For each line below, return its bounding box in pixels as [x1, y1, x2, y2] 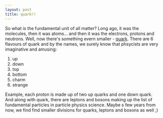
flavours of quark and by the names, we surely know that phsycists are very [5, 41, 159, 47]
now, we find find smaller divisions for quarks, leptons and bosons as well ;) [5, 107, 159, 113]
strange [12, 82, 28, 88]
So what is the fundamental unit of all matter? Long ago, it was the [5, 25, 139, 31]
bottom [12, 71, 27, 77]
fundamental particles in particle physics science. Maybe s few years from [5, 102, 156, 108]
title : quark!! [5, 12, 36, 17]
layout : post [5, 7, 32, 12]
